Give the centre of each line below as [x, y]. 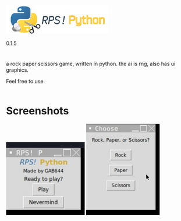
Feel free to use [25, 81]
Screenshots [38, 111]
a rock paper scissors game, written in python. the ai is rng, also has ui [91, 64]
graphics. [17, 70]
